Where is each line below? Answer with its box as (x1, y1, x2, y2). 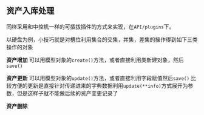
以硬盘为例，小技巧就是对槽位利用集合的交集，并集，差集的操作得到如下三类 (6, 36, 198, 43)
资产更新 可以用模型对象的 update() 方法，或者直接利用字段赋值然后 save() (6, 74, 190, 82)
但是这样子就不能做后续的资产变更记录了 (16, 90, 118, 97)
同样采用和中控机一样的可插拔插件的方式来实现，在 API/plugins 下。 (6, 23, 175, 30)
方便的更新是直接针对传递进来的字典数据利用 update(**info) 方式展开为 (11, 82, 188, 89)
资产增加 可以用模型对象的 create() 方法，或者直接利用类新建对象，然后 (6, 56, 184, 64)
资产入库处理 (6, 5, 55, 16)
